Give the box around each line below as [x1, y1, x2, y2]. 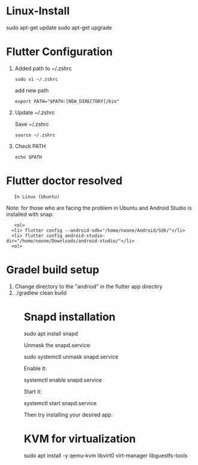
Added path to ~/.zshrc [14, 65, 72, 72]
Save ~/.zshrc [14, 120, 49, 127]
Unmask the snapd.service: [23, 341, 91, 348]
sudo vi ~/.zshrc [14, 76, 58, 82]
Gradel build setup [6, 263, 100, 276]
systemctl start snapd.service [23, 399, 97, 406]
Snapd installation [23, 310, 116, 324]
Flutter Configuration [6, 45, 113, 59]
